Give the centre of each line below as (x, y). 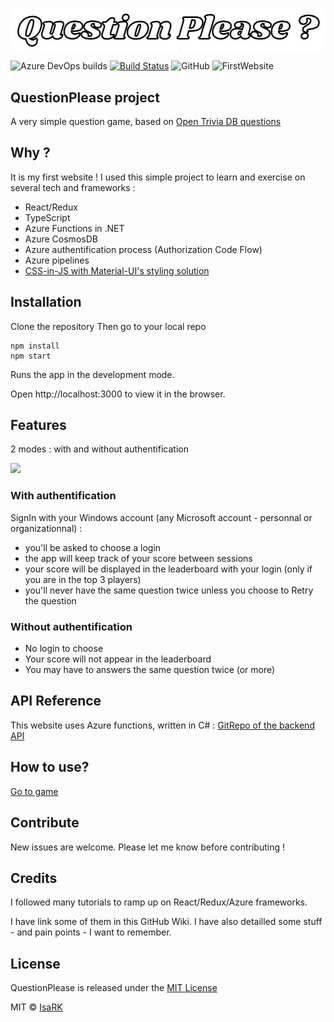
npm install (35, 346)
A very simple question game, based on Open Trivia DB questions (146, 122)
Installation (46, 302)
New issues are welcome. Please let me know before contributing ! (147, 847)
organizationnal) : (46, 528)
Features (38, 425)
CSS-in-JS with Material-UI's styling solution (117, 270)
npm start (31, 356)
